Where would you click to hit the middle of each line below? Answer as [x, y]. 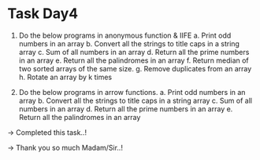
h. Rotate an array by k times [65, 77]
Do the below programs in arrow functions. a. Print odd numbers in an [132, 92]
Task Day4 [43, 14]
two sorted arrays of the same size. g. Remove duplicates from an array [135, 68]
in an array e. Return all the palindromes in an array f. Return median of [134, 60]
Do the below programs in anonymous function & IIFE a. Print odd [125, 35]
